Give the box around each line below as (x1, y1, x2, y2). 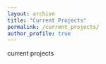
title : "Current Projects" (7, 17, 87, 24)
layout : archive (7, 10, 55, 18)
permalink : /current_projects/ (7, 23, 100, 30)
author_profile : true (7, 30, 71, 37)
